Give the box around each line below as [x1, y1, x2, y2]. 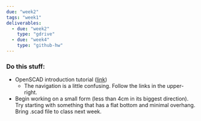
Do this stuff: [6, 62, 45, 70]
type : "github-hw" [17, 43, 63, 49]
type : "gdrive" [17, 31, 55, 37]
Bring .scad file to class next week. [14, 108, 102, 115]
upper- [166, 82, 184, 90]
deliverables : [6, 20, 42, 26]
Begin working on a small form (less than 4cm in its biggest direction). [14, 95, 189, 102]
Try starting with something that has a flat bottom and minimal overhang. [14, 102, 196, 109]
